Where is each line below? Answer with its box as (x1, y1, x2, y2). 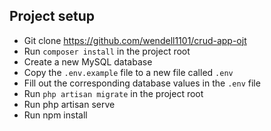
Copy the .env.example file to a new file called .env (23, 66, 234, 78)
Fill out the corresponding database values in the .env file (23, 77, 261, 89)
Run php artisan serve (23, 98, 116, 110)
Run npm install (23, 109, 88, 121)
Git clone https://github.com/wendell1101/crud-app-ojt (23, 34, 247, 46)
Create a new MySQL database (23, 55, 153, 68)
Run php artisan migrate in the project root (23, 87, 204, 99)
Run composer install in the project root (23, 45, 191, 57)
